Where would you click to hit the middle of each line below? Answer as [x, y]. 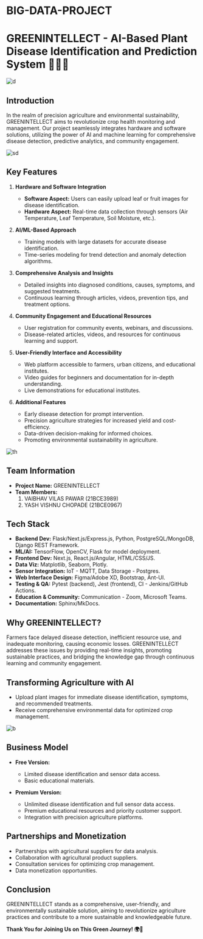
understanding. [43, 384]
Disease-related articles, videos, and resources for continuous [102, 334]
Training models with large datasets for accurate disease [95, 241]
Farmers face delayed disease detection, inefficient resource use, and [94, 637]
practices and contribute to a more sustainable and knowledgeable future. [99, 917]
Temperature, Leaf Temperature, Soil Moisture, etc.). [90, 218]
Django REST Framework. [47, 545]
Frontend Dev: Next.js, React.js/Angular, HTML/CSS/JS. [85, 558]
